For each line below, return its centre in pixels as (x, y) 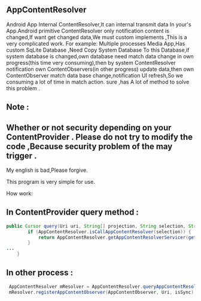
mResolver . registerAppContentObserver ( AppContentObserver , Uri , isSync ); (103, 292)
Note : (18, 107)
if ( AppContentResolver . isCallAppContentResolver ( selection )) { (109, 232)
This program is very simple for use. (51, 182)
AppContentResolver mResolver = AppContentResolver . (76, 287)
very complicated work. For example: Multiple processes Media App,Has (96, 43)
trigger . (22, 156)
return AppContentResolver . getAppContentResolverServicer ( (113, 237)
